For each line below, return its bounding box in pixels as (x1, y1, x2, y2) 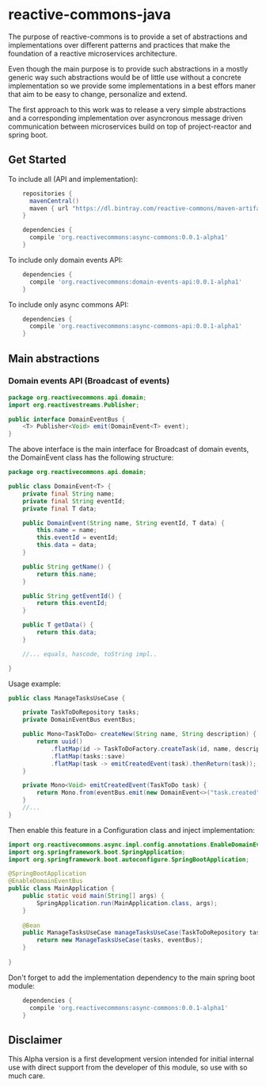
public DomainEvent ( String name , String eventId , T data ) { (22, 518, 225, 527)
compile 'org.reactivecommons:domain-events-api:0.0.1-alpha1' (28, 278, 243, 286)
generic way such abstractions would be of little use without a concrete (8, 72, 241, 82)
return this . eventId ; (36, 599, 108, 607)
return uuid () (36, 738, 83, 746)
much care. (8, 1071, 45, 1081)
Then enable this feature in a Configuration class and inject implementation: (8, 825, 255, 835)
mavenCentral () (28, 197, 80, 205)
